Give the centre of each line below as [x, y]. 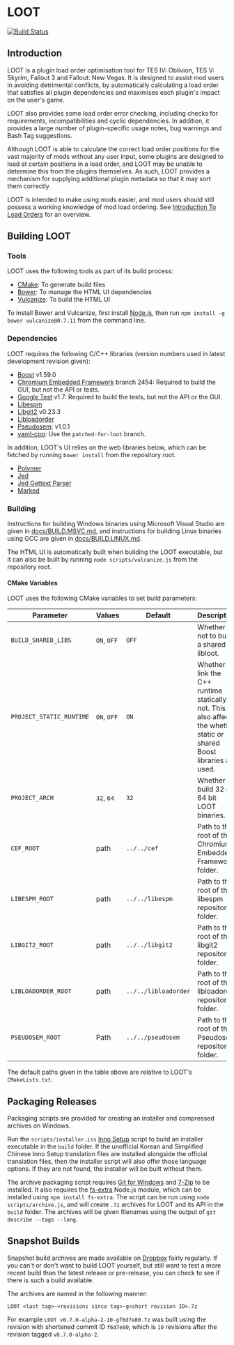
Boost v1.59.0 [37, 374]
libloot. [208, 654]
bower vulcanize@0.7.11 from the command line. [77, 321]
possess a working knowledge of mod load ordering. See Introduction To [112, 207]
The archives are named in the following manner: [77, 1293]
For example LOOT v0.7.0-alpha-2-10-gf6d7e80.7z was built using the [107, 1319]
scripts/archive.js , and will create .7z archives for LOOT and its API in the [116, 1205]
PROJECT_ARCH [32, 798]
